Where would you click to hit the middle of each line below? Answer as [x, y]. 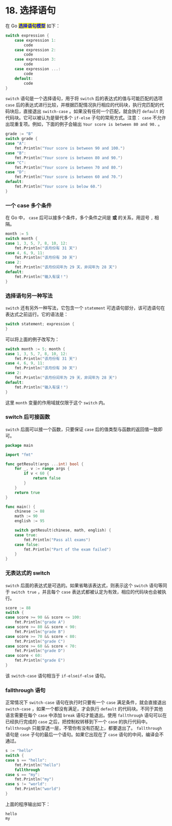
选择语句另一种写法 [29, 296]
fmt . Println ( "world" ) [37, 789]
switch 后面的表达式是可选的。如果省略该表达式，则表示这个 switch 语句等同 [86, 585]
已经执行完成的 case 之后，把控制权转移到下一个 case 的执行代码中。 [78, 722]
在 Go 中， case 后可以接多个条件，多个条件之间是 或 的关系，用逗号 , [79, 218]
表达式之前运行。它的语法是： [37, 315]
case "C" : [16, 162]
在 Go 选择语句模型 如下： [33, 26]
